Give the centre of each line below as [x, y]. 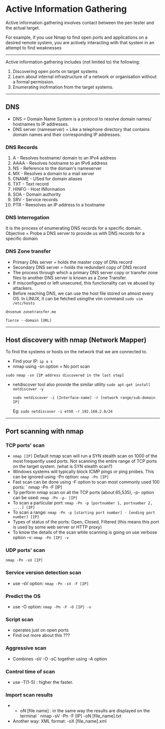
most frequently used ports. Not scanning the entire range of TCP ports [85, 461]
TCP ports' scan [25, 445]
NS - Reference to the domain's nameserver [57, 168]
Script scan [20, 619]
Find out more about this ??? [41, 635]
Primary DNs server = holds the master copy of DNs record [72, 262]
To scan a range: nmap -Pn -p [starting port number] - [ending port [84, 512]
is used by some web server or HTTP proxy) [57, 527]
